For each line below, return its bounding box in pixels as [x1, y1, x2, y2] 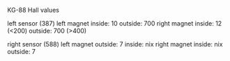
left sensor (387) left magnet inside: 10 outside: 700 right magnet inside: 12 [7, 19, 222, 27]
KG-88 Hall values [7, 6, 59, 14]
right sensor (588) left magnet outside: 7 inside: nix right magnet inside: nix [7, 40, 223, 48]
